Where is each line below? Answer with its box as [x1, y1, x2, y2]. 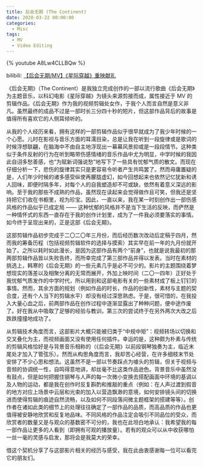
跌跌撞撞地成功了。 [6, 314, 54, 322]
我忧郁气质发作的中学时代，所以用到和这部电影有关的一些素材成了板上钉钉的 [6, 277, 197, 284]
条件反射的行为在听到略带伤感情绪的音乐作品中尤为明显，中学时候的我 [16, 150, 192, 157]
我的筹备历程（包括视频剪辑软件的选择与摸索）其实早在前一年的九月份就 [11, 239, 192, 246]
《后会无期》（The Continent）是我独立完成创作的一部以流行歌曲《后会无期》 [6, 84, 195, 91]
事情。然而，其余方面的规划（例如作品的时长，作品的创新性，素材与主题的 [6, 284, 192, 291]
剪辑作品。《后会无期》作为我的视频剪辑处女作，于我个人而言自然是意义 [6, 99, 184, 107]
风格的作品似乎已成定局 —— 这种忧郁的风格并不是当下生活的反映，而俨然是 [6, 204, 195, 211]
